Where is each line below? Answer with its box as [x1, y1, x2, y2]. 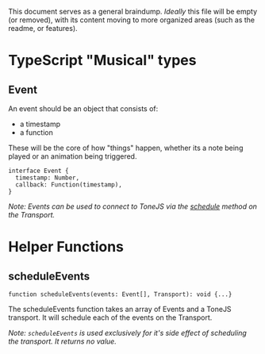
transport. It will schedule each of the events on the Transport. [8, 313, 213, 322]
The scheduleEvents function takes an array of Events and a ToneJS [8, 305, 232, 314]
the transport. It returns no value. [8, 337, 117, 346]
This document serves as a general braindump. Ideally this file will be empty [8, 7, 258, 16]
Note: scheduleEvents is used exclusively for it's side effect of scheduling [8, 329, 248, 337]
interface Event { [8, 167, 69, 175]
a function [19, 128, 53, 137]
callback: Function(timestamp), [15, 181, 123, 189]
